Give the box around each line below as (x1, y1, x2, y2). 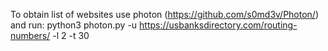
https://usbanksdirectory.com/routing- (139, 19, 298, 31)
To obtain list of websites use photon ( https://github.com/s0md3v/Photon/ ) (10, 9, 320, 20)
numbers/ (10, 30, 51, 41)
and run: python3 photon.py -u (10, 19, 138, 31)
